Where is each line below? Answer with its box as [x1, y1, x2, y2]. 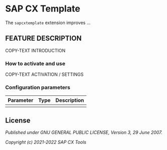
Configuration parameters [5, 84, 70, 91]
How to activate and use [5, 60, 65, 67]
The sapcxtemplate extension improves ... [5, 20, 91, 26]
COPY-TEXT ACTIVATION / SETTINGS [5, 71, 84, 78]
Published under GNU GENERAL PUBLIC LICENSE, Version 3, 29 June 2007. [5, 129, 162, 135]
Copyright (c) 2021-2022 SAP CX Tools [5, 139, 87, 145]
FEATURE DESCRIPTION [5, 34, 82, 43]
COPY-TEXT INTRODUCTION [5, 47, 65, 53]
